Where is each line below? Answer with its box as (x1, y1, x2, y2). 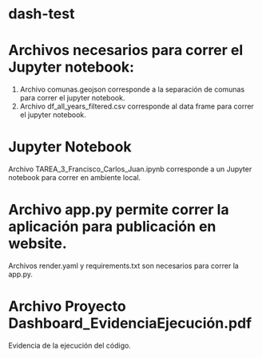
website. (8, 234, 68, 253)
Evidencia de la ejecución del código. (8, 340, 132, 350)
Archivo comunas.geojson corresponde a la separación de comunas (19, 85, 245, 94)
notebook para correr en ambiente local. (8, 173, 141, 183)
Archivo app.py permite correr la (8, 201, 229, 219)
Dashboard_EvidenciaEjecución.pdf (8, 314, 252, 332)
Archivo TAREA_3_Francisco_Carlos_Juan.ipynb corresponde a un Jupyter (8, 164, 252, 174)
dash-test (8, 5, 75, 23)
